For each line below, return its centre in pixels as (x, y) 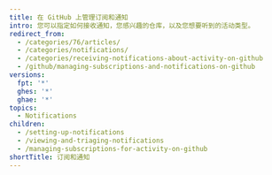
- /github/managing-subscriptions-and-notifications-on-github (136, 67)
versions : (27, 75)
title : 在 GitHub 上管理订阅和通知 (69, 17)
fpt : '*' (33, 83)
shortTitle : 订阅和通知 (50, 157)
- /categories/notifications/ (73, 50)
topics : (23, 108)
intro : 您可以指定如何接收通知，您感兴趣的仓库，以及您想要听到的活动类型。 (132, 26)
